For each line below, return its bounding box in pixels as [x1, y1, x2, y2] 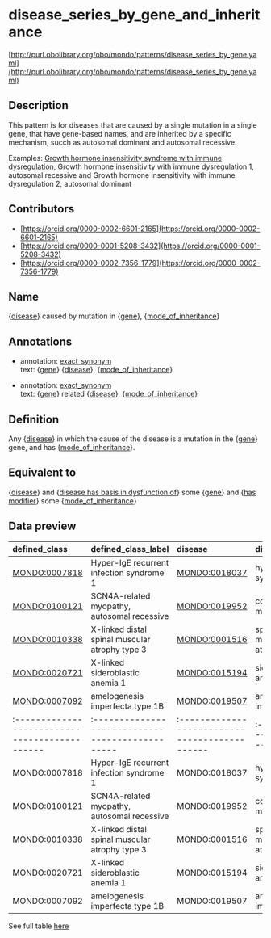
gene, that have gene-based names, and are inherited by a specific [8, 128, 231, 138]
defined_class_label [90, 543, 169, 554]
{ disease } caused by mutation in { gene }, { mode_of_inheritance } [8, 311, 220, 321]
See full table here [8, 921, 69, 931]
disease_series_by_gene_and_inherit [8, 6, 261, 24]
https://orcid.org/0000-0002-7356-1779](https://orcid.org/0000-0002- [23, 258, 261, 267]
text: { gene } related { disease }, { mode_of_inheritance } [19, 389, 198, 399]
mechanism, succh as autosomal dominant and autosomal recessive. [8, 137, 237, 147]
